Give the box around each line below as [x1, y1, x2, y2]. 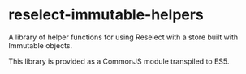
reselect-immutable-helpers [8, 6, 205, 24]
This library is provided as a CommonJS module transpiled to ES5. [8, 56, 230, 66]
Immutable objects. [8, 40, 73, 50]
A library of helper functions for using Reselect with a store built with [8, 32, 239, 42]
